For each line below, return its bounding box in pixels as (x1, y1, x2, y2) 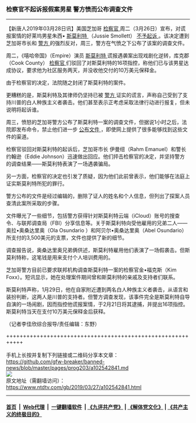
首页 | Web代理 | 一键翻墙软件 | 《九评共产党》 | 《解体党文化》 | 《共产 (6, 403, 183, 410)
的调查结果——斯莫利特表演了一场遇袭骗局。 (6, 160, 114, 167)
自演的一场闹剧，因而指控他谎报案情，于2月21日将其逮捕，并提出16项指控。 (6, 301, 188, 308)
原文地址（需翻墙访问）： (6, 377, 65, 384)
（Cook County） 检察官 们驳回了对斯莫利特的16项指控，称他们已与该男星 (6, 60, 184, 67)
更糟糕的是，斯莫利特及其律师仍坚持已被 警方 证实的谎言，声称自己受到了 (6, 92, 183, 99)
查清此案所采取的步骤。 (6, 200, 62, 207)
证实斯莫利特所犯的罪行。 (6, 180, 68, 187)
